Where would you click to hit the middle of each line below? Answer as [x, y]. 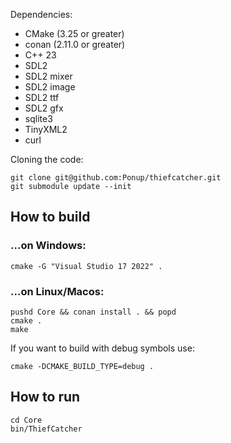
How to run [45, 397]
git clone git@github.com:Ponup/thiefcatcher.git [116, 178]
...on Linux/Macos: [57, 291]
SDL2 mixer [48, 76]
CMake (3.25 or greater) [74, 33]
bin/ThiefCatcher [46, 429]
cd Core [26, 420]
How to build [50, 217]
